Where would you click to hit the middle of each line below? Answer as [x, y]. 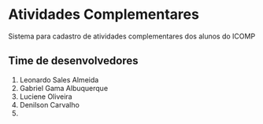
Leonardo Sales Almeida [59, 79]
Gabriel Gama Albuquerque [64, 88]
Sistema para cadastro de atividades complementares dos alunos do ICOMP [132, 36]
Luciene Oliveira [46, 97]
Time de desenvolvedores [73, 61]
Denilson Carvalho [50, 104]
